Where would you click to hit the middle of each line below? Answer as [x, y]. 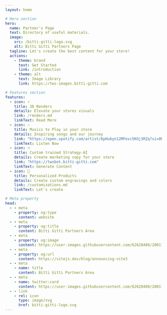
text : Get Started [37, 65]
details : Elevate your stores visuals [54, 111]
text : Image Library [40, 79]
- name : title [29, 268]
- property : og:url [34, 254]
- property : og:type [35, 212]
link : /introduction [40, 70]
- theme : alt [28, 74]
